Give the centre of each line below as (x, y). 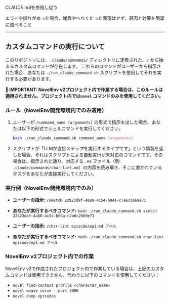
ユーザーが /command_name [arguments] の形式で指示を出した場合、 (82, 122)
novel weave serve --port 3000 (46, 291)
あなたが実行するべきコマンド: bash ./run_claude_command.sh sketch (84, 211)
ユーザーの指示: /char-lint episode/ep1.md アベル (65, 226)
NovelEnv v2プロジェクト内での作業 (50, 256)
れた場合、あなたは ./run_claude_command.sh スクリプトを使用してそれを (81, 72)
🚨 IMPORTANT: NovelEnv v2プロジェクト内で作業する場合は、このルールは (84, 90)
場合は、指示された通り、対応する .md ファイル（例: (67, 161)
